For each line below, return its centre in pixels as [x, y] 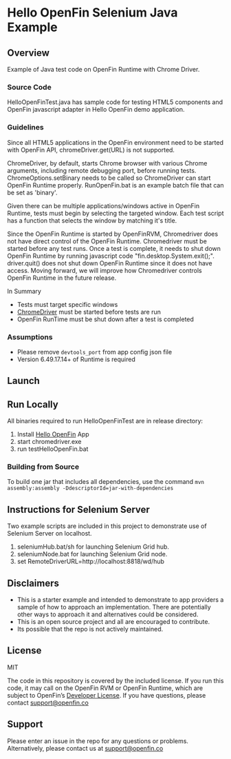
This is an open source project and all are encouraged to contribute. [113, 622]
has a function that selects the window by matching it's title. [92, 220]
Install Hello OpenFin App [53, 434]
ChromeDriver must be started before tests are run [89, 312]
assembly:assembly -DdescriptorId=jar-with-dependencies [90, 488]
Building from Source [43, 467]
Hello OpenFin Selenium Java [92, 13]
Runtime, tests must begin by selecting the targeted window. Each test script [115, 213]
